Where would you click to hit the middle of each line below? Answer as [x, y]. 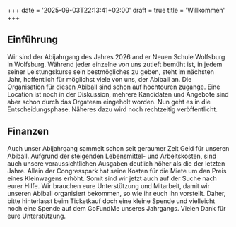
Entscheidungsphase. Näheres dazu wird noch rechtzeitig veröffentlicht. [112, 109]
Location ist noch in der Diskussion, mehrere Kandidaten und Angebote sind [118, 94]
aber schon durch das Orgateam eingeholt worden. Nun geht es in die [109, 102]
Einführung [33, 40]
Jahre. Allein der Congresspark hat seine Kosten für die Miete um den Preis [117, 171]
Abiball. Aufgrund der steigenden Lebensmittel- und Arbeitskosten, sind [112, 156]
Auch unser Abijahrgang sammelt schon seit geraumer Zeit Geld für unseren [118, 148]
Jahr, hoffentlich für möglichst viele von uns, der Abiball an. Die [100, 79]
